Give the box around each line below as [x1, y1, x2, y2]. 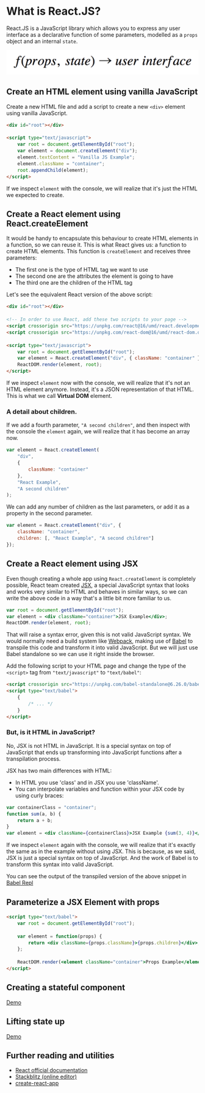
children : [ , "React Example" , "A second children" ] [17, 535, 154, 542]
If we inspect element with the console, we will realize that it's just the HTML [6, 185, 198, 192]
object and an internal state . [6, 37, 78, 45]
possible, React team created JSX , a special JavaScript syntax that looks [6, 581, 189, 589]
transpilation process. [6, 755, 61, 763]
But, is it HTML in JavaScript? [6, 728, 96, 737]
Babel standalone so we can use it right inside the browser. [6, 651, 155, 658]
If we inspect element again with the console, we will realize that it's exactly [6, 841, 196, 849]
